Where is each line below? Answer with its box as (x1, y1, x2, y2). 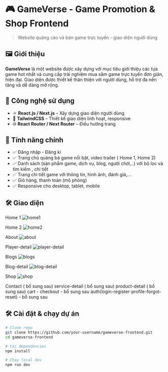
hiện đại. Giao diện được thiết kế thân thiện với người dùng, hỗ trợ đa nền (5, 76, 157, 82)
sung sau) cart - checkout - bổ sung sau (5, 288, 90, 295)
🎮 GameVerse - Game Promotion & (5, 4, 155, 15)
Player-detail (5, 244, 32, 250)
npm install (5, 348, 30, 354)
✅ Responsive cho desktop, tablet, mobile (12, 183, 100, 189)
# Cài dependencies (5, 344, 47, 349)
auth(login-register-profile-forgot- (90, 288, 162, 295)
